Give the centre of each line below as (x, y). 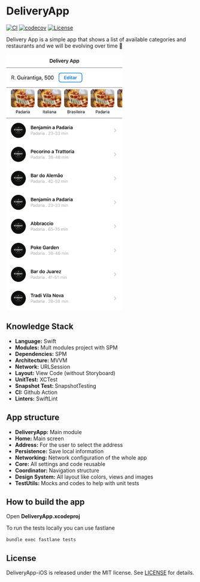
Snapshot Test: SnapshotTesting (55, 385)
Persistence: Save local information (59, 451)
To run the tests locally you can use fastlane (60, 528)
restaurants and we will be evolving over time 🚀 (64, 46)
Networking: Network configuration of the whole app (81, 458)
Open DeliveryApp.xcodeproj (43, 516)
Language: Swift (36, 341)
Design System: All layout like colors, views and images (84, 477)
